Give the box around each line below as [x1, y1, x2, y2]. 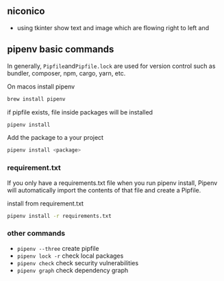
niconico [7, 5, 45, 17]
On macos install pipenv [7, 82, 75, 90]
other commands [7, 229, 66, 239]
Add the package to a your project [7, 134, 104, 142]
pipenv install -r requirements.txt [7, 212, 112, 219]
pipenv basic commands [7, 44, 114, 56]
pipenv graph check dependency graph [16, 266, 129, 274]
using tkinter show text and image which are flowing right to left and [16, 23, 210, 32]
